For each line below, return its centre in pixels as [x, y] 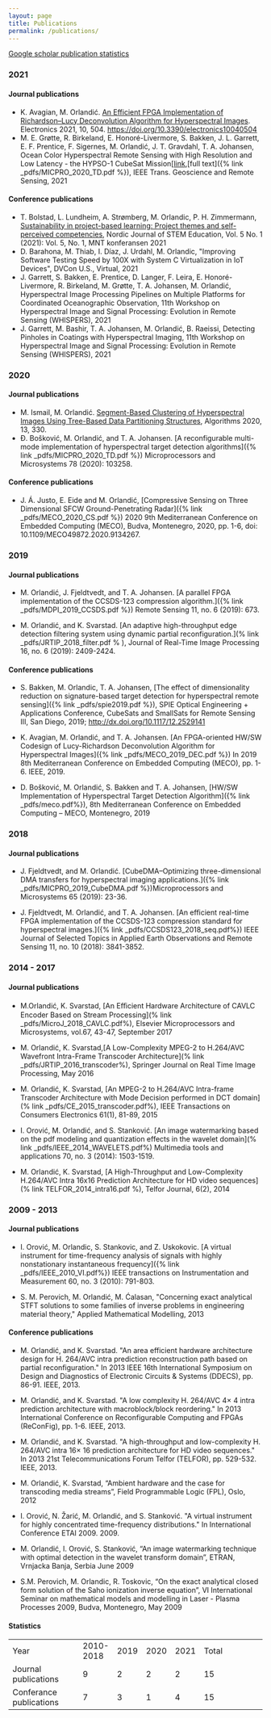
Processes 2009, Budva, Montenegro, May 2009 [101, 1607]
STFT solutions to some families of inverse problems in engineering [132, 1305]
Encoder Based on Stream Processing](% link [96, 1015]
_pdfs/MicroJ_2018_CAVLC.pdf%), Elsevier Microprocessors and [127, 1023]
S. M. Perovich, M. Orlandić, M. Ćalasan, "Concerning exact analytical [136, 1297]
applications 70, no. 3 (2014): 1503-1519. [87, 1156]
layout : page [30, 16]
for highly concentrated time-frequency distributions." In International [135, 1524]
